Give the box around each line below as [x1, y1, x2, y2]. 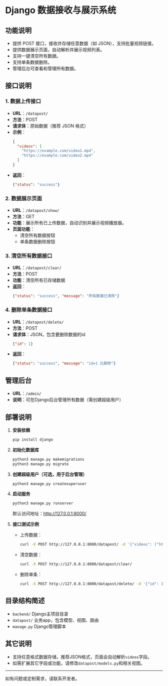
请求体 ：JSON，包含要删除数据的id [12, 331, 85, 337]
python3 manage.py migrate [12, 461, 69, 467]
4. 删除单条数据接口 [5, 307, 52, 314]
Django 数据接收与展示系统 [5, 5, 116, 16]
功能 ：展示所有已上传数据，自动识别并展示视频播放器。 [12, 220, 126, 226]
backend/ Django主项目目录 [12, 611, 68, 617]
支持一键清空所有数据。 [12, 53, 61, 59]
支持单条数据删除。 [12, 59, 52, 65]
